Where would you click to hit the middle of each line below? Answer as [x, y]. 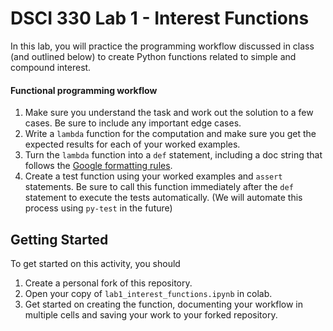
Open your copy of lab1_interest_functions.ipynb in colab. [148, 293]
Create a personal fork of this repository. [108, 283]
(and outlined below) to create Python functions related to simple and [153, 56]
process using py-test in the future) [98, 208]
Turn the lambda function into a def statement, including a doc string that [173, 155]
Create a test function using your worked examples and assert [153, 176]
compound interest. [51, 67]
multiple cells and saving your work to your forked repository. [151, 314]
